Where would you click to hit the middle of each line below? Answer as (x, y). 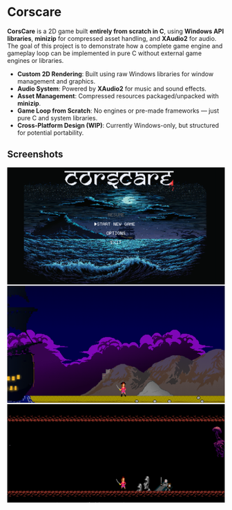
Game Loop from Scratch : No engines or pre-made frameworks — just (118, 111)
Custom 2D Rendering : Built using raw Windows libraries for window (115, 74)
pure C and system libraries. (57, 117)
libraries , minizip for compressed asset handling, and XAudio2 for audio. (112, 38)
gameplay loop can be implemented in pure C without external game (105, 53)
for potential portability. (50, 133)
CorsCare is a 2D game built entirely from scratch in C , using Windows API (116, 31)
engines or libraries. (36, 60)
